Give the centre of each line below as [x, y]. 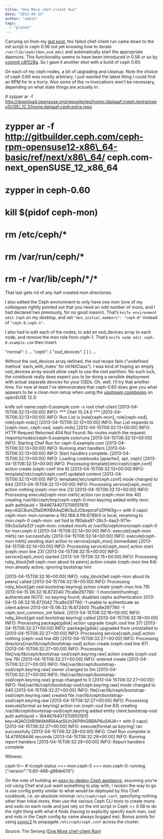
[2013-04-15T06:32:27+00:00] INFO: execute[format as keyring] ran [74, 726]
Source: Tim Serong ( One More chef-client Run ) [53, 831]
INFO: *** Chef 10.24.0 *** [73, 412]
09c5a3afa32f [19, 526]
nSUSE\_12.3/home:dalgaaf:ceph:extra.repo [49, 107]
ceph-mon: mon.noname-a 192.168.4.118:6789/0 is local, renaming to [74, 515]
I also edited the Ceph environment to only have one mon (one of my [74, 302]
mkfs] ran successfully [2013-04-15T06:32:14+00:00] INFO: [65, 536]
